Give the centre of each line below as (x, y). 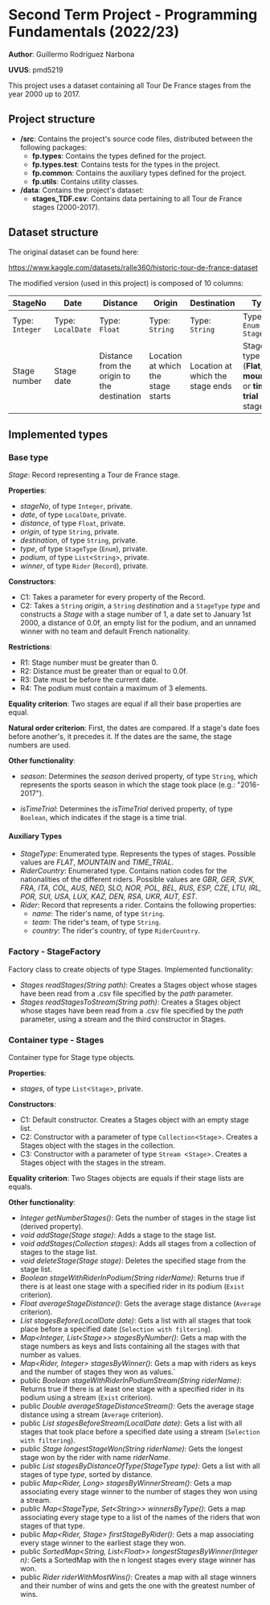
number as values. (51, 1355)
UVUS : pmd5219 (36, 69)
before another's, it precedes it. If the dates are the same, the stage (120, 736)
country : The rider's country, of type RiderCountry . (116, 930)
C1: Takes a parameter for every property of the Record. (112, 597)
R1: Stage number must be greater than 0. (89, 662)
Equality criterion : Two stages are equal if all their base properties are (125, 704)
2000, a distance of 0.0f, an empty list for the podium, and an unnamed (138, 623)
